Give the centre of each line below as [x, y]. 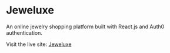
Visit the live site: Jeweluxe [39, 44]
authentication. [24, 32]
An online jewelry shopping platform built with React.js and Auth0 [85, 26]
